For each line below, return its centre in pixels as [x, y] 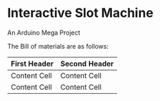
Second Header [87, 64]
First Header [32, 64]
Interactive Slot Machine [80, 13]
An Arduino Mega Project [44, 32]
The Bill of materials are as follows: [58, 46]
